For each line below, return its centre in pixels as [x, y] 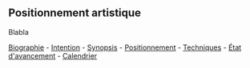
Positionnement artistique [75, 13]
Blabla [19, 32]
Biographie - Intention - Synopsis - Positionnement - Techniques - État [125, 47]
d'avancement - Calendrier [53, 55]
